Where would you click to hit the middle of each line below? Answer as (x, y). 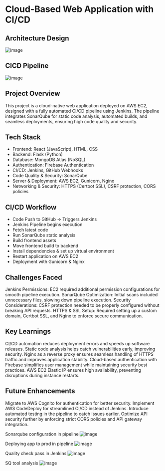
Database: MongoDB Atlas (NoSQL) (49, 160)
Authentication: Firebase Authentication (53, 165)
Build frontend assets (34, 240)
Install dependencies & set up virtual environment (63, 251)
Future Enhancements (40, 391)
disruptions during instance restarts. (42, 375)
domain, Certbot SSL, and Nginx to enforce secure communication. (74, 316)
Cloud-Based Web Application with (80, 9)
